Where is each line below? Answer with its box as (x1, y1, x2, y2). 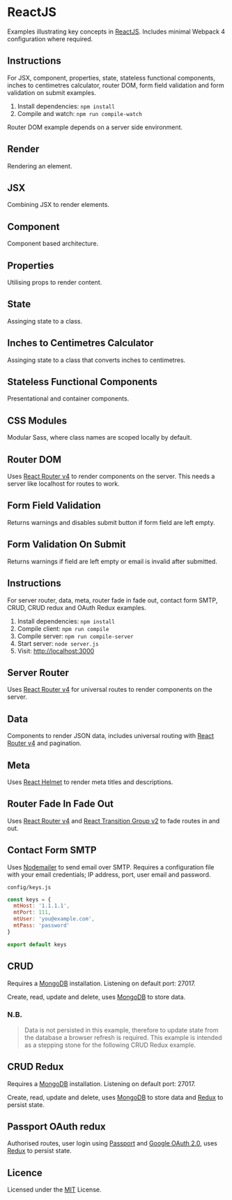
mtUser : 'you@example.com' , (13, 916, 95, 923)
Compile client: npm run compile (17, 624, 109, 632)
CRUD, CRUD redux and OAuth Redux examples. (7, 603, 146, 612)
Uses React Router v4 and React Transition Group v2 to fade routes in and (7, 816, 220, 825)
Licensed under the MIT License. (7, 1185, 102, 1194)
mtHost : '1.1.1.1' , (13, 902, 70, 909)
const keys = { (7, 896, 52, 903)
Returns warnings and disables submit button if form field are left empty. (7, 518, 215, 526)
